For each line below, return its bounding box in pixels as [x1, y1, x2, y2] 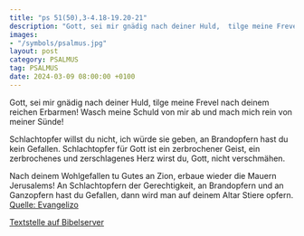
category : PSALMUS [9, 55, 79, 64]
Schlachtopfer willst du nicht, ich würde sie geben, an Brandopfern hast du [9, 133, 289, 145]
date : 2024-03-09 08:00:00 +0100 [9, 72, 136, 81]
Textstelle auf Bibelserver [9, 216, 105, 227]
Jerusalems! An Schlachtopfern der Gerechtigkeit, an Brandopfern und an [9, 180, 284, 191]
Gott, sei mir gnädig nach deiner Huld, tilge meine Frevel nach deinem [9, 97, 270, 108]
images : [9, 30, 39, 39]
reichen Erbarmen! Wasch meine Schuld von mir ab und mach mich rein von [9, 106, 292, 118]
